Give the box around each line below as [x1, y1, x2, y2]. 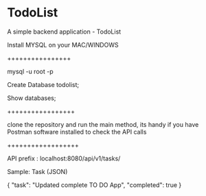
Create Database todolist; [7, 80, 80, 88]
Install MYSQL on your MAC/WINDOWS [7, 40, 119, 49]
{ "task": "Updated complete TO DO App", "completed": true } [7, 180, 182, 189]
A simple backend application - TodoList [7, 27, 122, 36]
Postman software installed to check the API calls [7, 127, 147, 136]
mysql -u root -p [7, 67, 54, 75]
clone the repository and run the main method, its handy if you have [7, 120, 199, 128]
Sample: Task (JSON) [7, 167, 68, 175]
